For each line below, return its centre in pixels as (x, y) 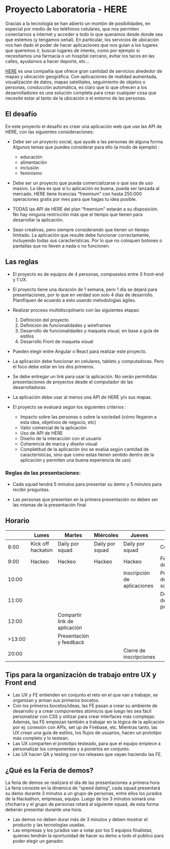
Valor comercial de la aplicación (53, 428)
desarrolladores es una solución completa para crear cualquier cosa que (81, 93)
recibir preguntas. (31, 490)
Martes (73, 535)
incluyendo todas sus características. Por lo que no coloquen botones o (88, 240)
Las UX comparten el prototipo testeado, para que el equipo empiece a (87, 744)
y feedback (71, 642)
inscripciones (139, 657)
